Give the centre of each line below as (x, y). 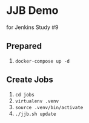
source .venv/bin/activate (49, 107)
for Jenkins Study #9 (32, 27)
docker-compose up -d (42, 61)
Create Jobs (30, 80)
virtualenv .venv (37, 101)
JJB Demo (32, 11)
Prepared (24, 46)
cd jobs (25, 95)
